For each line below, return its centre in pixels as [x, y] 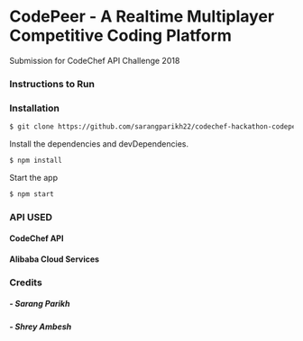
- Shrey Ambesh [41, 327]
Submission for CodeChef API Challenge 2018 [95, 60]
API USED [31, 217]
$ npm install [36, 161]
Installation [35, 108]
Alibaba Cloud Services [55, 259]
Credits [26, 283]
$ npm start [32, 194]
